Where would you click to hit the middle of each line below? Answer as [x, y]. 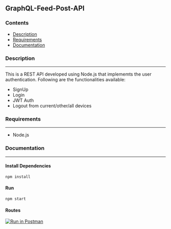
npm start [16, 199]
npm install [18, 177]
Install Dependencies [28, 166]
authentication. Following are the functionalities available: [65, 79]
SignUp [21, 89]
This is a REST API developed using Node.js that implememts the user [78, 74]
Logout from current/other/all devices [52, 106]
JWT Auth [23, 100]
